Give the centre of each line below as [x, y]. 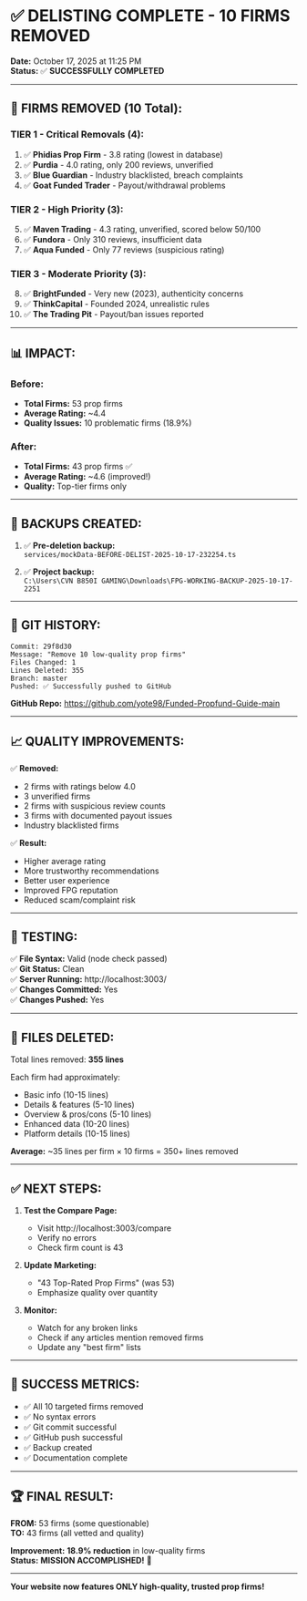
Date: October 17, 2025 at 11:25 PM [76, 61]
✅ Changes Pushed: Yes [57, 1000]
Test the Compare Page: [70, 1211]
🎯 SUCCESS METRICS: [75, 1384]
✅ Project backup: [59, 572]
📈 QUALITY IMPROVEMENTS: [97, 742]
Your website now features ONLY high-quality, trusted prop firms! [138, 1586]
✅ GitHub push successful [73, 1437]
